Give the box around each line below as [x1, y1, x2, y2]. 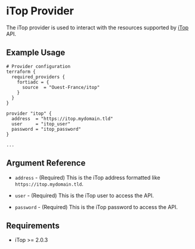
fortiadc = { [17, 79, 49, 85]
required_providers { [11, 73, 66, 80]
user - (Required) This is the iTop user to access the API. [14, 192, 154, 199]
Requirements [6, 220, 60, 230]
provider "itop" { [6, 110, 52, 116]
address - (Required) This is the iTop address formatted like [14, 174, 161, 181]
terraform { [6, 69, 36, 75]
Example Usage [6, 48, 66, 58]
